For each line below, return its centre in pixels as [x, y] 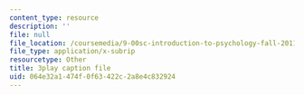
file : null [30, 34]
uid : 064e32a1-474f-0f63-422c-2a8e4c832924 [93, 77]
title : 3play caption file [60, 69]
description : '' [40, 26]
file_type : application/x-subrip [72, 52]
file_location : [38, 43]
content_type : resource [54, 18]
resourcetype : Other [48, 60]
